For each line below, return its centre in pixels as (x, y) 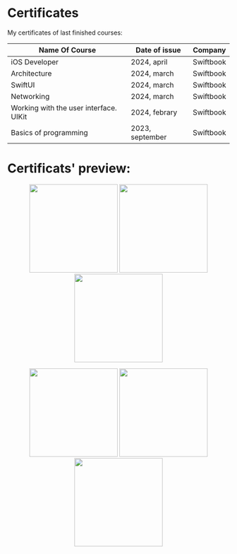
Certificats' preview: (69, 169)
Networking (30, 96)
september (149, 137)
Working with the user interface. (64, 107)
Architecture (31, 73)
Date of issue (158, 49)
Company (209, 49)
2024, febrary (154, 112)
